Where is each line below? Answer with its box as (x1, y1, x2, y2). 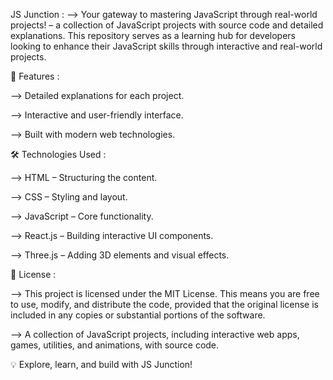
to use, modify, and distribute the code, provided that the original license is (10, 299, 319, 310)
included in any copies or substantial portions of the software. (10, 309, 266, 321)
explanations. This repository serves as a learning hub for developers (10, 30, 297, 41)
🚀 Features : (10, 70, 60, 82)
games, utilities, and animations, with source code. (10, 339, 220, 351)
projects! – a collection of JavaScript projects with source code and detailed (10, 19, 324, 31)
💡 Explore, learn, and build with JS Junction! (10, 359, 193, 370)
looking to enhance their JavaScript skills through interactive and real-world (10, 40, 323, 52)
